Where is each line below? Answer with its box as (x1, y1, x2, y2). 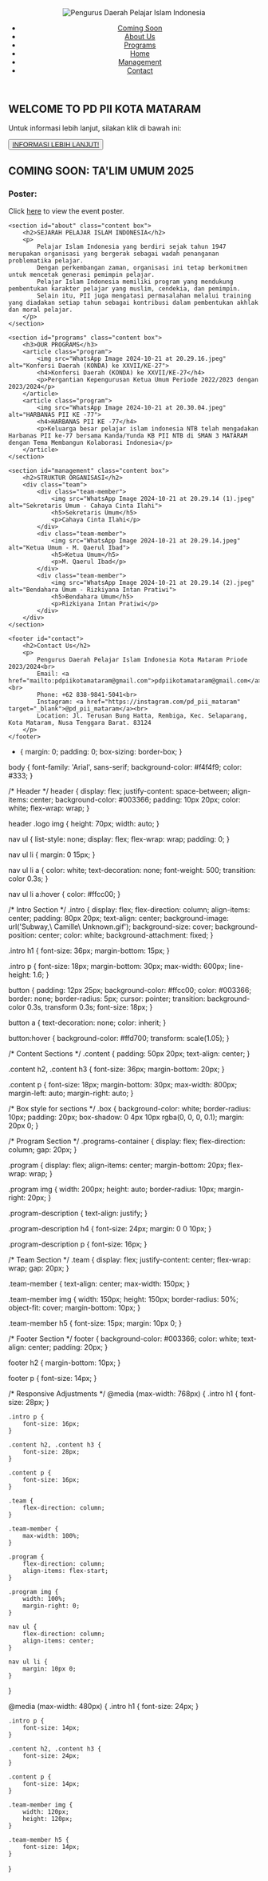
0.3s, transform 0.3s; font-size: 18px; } (26, 1003, 153, 1012)
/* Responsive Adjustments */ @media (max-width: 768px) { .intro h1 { (8, 1389, 238, 1399)
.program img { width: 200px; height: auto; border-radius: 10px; (8, 1184, 217, 1195)
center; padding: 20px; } (27, 1343, 108, 1352)
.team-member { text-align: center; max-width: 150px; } (8, 1279, 190, 1289)
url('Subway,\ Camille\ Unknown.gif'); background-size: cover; (8, 922, 214, 931)
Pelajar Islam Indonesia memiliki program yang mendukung (37, 278, 234, 286)
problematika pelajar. (8, 257, 84, 265)
